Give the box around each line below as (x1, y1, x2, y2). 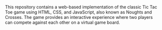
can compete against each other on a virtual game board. (5, 19, 120, 25)
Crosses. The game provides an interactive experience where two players (5, 15, 153, 20)
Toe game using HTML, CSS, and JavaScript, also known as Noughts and (5, 9, 152, 15)
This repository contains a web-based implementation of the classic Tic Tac (5, 4, 157, 10)
